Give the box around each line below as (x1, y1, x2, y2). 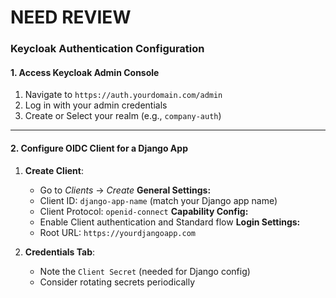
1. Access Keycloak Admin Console (10, 66, 160, 78)
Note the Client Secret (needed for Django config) (39, 265, 251, 277)
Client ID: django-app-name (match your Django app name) (39, 194, 278, 206)
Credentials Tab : (24, 246, 96, 258)
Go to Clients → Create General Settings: (39, 184, 212, 196)
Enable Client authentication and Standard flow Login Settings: (39, 216, 301, 228)
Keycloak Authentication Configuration (10, 42, 205, 56)
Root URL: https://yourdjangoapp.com (39, 226, 197, 238)
